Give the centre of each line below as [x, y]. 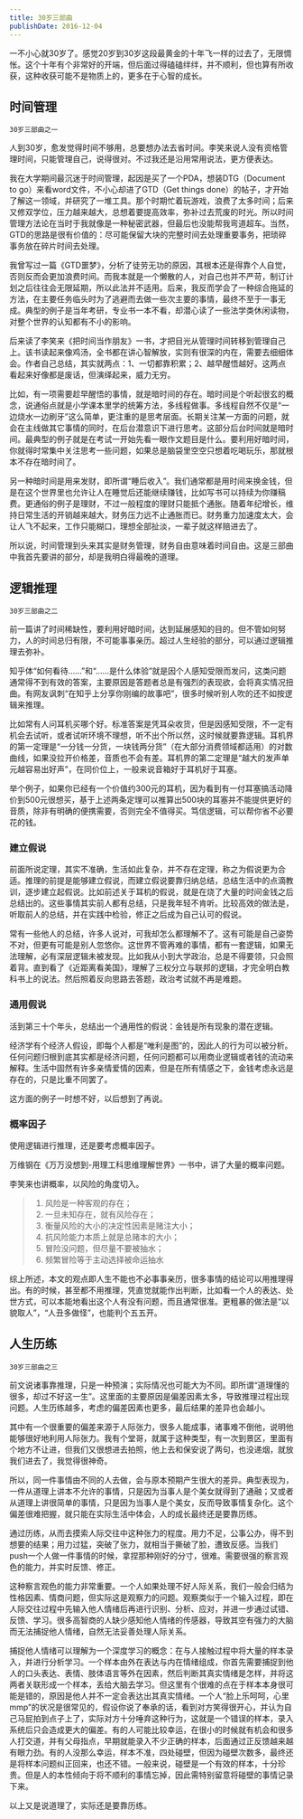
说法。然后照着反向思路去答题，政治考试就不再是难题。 [143, 979]
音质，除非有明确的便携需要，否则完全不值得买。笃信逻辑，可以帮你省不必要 [151, 811]
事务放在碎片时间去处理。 [57, 246]
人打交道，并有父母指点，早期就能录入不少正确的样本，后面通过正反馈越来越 [151, 1740]
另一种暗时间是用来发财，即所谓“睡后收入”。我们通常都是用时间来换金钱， [147, 481]
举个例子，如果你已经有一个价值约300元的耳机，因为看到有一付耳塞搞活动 [147, 788]
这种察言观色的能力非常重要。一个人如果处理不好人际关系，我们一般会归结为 [151, 1586]
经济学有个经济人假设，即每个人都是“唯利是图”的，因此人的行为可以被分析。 [151, 1045]
